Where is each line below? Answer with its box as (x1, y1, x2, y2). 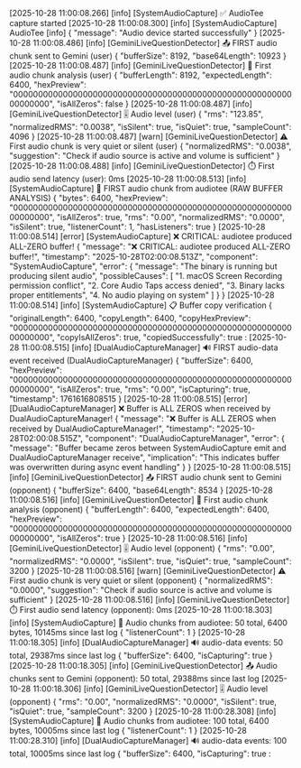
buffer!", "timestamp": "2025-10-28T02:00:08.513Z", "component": (9, 252, 259, 262)
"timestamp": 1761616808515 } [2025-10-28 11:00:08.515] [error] (9, 393, 248, 404)
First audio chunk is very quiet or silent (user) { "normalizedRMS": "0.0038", (9, 141, 292, 152)
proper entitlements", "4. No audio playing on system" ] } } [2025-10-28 (9, 290, 275, 301)
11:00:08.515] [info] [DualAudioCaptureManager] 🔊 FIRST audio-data (21, 342, 278, 353)
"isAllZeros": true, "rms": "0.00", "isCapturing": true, (57, 384, 251, 394)
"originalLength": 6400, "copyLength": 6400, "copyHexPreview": (9, 313, 251, 323)
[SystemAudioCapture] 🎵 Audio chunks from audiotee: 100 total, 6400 (9, 716, 269, 726)
